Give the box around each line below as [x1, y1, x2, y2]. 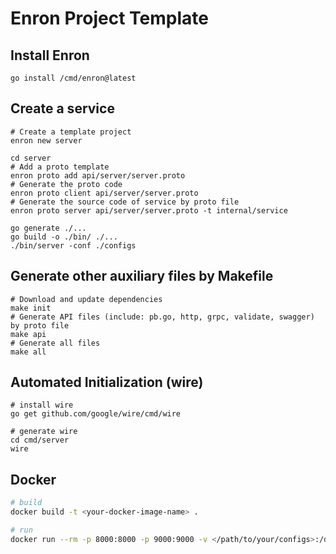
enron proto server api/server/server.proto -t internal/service [10, 205, 288, 216]
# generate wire [10, 427, 78, 437]
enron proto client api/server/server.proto [10, 188, 199, 198]
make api [10, 329, 47, 339]
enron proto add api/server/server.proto [10, 170, 186, 181]
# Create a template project [10, 127, 132, 137]
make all [10, 347, 47, 357]
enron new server [10, 135, 83, 146]
